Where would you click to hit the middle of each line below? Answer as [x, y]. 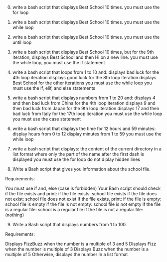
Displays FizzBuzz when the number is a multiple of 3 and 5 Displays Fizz [81, 244]
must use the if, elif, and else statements [54, 88]
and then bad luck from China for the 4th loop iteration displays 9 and [84, 103]
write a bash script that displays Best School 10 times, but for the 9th [83, 52]
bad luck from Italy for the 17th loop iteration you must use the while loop [87, 114]
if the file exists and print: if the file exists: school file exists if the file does [81, 194]
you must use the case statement [47, 119]
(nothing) [14, 215]
